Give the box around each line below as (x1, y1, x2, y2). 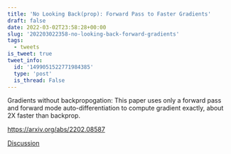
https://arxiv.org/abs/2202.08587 (7, 125, 105, 134)
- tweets (14, 43, 40, 51)
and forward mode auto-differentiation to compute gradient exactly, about (7, 104, 224, 113)
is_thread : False (14, 76, 65, 84)
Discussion (7, 139, 40, 148)
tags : (7, 37, 23, 44)
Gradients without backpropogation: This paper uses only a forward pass (7, 96, 222, 105)
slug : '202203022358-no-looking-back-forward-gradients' (7, 30, 180, 38)
